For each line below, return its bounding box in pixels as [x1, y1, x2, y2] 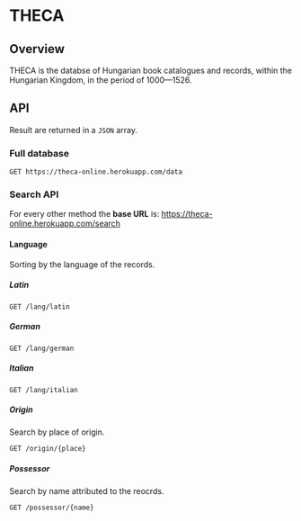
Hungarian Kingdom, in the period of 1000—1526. [9, 75, 192, 85]
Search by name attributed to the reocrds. [9, 486, 164, 497]
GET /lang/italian [9, 385, 78, 394]
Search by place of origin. [9, 427, 105, 437]
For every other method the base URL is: [9, 209, 160, 220]
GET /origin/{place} [9, 445, 87, 454]
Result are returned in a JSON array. [9, 124, 137, 135]
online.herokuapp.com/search [9, 218, 121, 229]
